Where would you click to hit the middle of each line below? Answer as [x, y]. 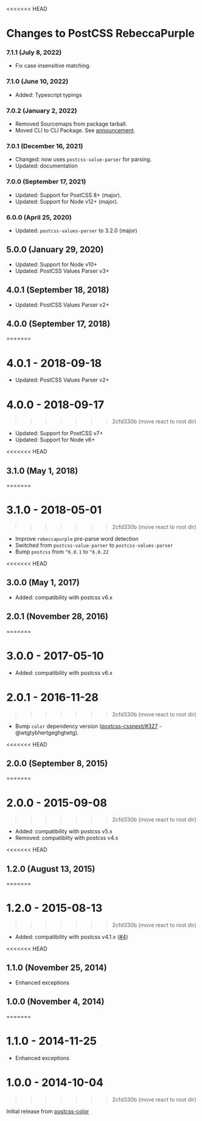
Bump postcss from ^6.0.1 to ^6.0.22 [62, 552]
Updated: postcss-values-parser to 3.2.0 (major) [76, 230]
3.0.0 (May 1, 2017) [43, 582]
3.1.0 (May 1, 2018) [42, 471]
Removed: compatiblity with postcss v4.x [67, 838]
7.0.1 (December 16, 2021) [45, 146]
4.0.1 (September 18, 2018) [58, 290]
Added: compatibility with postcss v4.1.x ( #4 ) [71, 937]
